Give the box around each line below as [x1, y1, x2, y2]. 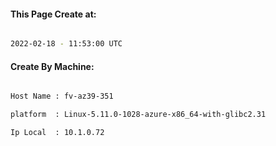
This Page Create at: [10, 8, 97, 20]
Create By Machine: [10, 60, 95, 72]
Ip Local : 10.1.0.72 [10, 128, 105, 138]
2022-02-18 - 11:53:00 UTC [10, 39, 123, 49]
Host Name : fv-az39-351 [10, 91, 114, 102]
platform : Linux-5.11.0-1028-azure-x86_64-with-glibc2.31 [10, 110, 267, 120]
